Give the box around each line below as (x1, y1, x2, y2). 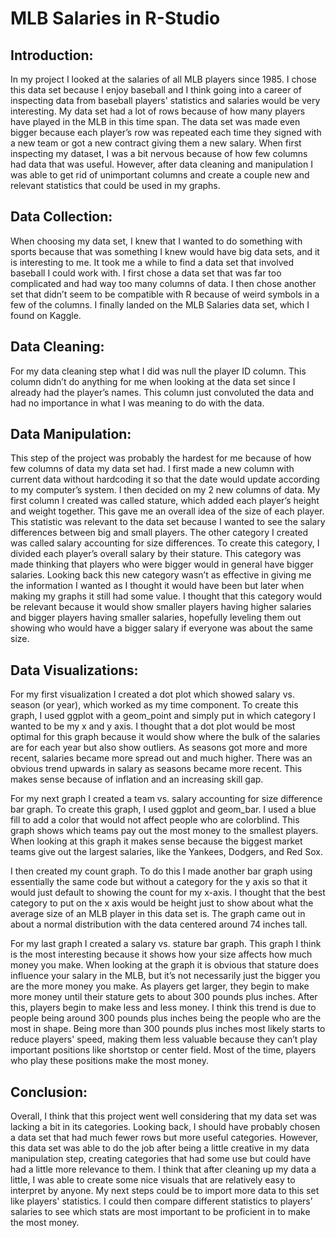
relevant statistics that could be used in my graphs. (10, 180, 221, 191)
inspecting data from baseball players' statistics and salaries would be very (10, 95, 321, 106)
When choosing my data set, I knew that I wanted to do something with (10, 235, 303, 247)
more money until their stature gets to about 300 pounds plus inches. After (10, 991, 318, 1003)
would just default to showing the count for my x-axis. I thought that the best (10, 887, 326, 899)
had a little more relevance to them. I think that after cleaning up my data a (10, 1163, 317, 1176)
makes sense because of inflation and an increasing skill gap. (10, 773, 264, 786)
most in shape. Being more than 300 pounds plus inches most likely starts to (10, 1023, 326, 1035)
